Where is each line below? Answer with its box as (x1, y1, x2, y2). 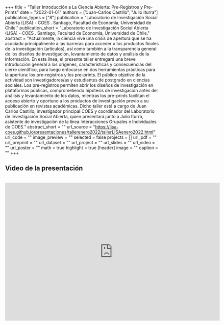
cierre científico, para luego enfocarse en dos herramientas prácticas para (5, 67, 155, 73)
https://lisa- (95, 124, 119, 129)
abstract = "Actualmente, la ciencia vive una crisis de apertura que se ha (5, 35, 152, 41)
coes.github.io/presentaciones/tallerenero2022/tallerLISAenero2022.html (5, 129, 153, 135)
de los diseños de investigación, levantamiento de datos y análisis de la (5, 51, 149, 57)
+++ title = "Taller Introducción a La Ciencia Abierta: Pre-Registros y (5, 4, 143, 10)
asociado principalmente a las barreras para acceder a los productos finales (5, 41, 159, 46)
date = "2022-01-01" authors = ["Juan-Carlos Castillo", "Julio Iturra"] (20, 9, 158, 15)
